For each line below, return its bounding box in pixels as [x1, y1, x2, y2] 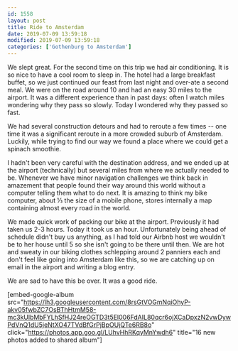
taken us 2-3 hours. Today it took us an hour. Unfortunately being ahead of [7, 225, 227, 233]
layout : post [7, 17, 46, 24]
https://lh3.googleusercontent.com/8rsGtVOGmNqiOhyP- [23, 298, 191, 306]
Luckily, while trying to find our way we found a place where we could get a [7, 137, 229, 146]
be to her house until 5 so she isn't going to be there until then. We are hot [7, 240, 225, 249]
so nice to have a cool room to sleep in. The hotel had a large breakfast [7, 70, 215, 79]
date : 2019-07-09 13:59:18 [7, 30, 87, 38]
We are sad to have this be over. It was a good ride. [7, 276, 158, 285]
